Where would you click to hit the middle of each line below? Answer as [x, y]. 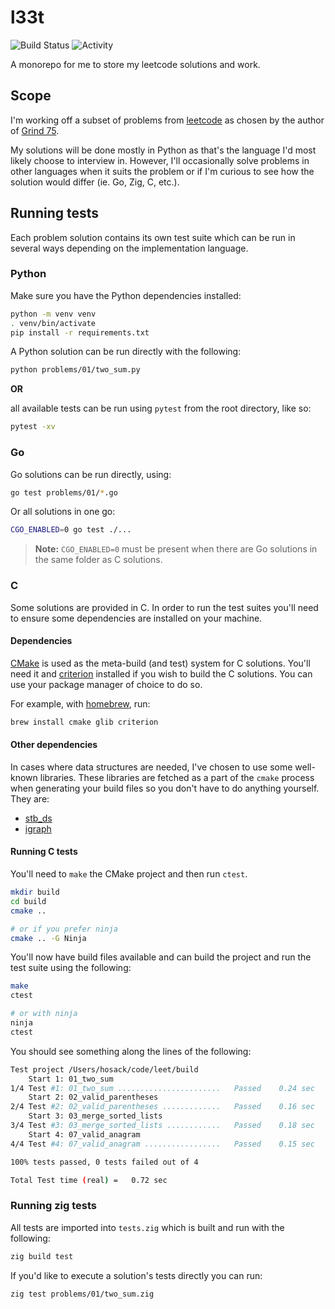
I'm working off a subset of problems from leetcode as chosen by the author [167, 120]
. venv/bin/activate [53, 323]
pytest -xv [33, 427]
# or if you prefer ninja [64, 929]
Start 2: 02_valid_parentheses [93, 1097]
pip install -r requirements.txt [80, 332]
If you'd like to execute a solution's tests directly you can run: [136, 1275]
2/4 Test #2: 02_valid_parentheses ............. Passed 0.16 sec [162, 1107]
